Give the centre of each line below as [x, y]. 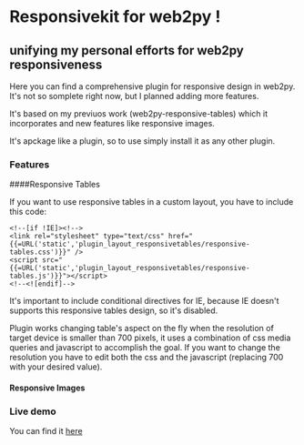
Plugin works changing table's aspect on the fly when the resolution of [142, 329]
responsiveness [56, 64]
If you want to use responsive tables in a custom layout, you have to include [152, 202]
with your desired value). [56, 367]
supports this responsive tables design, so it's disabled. [114, 310]
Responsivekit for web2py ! [115, 17]
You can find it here [46, 431]
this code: [28, 212]
